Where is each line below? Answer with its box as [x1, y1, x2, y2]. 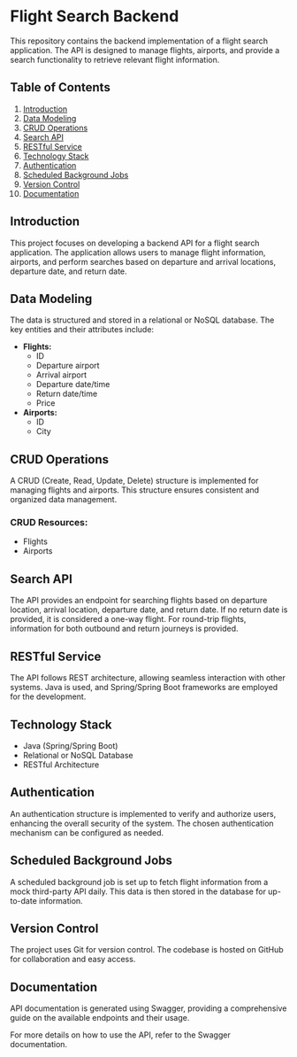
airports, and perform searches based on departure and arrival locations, [10, 256, 277, 267]
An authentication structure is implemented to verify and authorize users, [10, 808, 277, 819]
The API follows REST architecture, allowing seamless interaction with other [10, 672, 286, 683]
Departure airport [35, 361, 100, 371]
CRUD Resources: [10, 517, 88, 529]
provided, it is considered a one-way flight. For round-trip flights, [10, 614, 247, 625]
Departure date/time [35, 379, 110, 390]
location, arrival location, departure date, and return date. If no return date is [10, 604, 288, 615]
